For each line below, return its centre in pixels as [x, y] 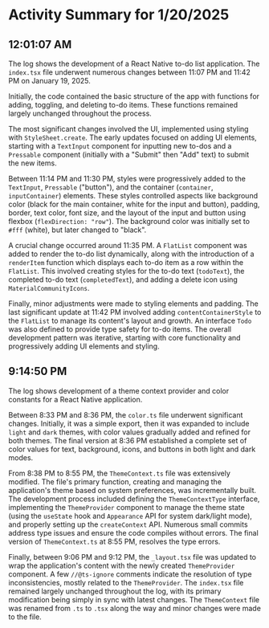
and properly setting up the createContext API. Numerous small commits [128, 524]
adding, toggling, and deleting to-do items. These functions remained [123, 105]
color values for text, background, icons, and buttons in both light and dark [132, 449]
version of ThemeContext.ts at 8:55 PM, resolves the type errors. [114, 541]
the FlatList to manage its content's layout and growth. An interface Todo [130, 320]
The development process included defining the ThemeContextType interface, [134, 499]
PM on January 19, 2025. [49, 81]
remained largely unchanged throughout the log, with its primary [115, 591]
